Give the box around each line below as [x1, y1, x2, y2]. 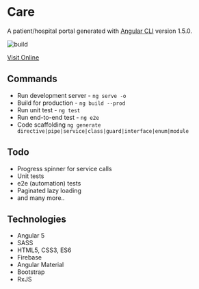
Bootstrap [16, 268, 45, 276]
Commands [7, 73, 58, 85]
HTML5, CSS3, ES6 [16, 246, 72, 254]
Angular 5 [16, 231, 45, 240]
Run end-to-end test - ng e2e [16, 113, 99, 121]
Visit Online [7, 53, 40, 62]
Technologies [7, 213, 67, 225]
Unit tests [16, 172, 44, 180]
